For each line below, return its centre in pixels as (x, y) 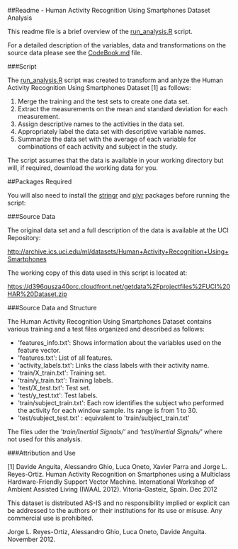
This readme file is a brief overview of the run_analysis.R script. (100, 32)
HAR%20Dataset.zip (37, 294)
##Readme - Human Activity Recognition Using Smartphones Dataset (109, 10)
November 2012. (32, 539)
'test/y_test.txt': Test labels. (57, 395)
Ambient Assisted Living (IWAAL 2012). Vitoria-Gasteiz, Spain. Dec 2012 (112, 489)
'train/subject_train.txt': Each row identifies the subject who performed (121, 403)
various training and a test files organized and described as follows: (106, 329)
